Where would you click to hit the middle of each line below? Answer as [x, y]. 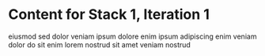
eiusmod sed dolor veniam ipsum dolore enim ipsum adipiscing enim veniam [132, 36]
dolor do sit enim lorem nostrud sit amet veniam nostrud [100, 44]
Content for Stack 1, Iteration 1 [109, 15]
